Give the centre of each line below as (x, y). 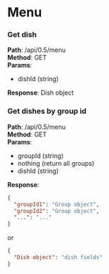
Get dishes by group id (47, 111)
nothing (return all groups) (56, 163)
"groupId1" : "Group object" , (57, 204)
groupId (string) (40, 156)
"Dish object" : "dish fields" (58, 258)
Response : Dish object (41, 93)
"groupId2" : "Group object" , (57, 211)
